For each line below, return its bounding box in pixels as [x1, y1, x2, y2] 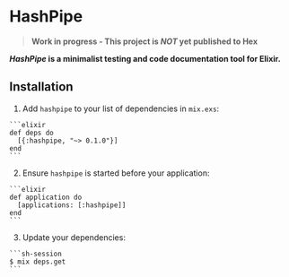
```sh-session [9, 249, 63, 258]
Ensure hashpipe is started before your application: [22, 168, 210, 178]
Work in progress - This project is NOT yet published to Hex [31, 36, 258, 47]
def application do [9, 193, 83, 202]
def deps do [9, 128, 54, 137]
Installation [9, 79, 74, 95]
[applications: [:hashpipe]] [17, 200, 127, 210]
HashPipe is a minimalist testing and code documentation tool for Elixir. [9, 53, 281, 64]
